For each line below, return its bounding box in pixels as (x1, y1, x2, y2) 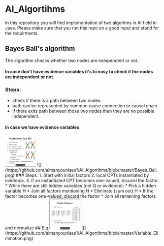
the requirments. (5, 30, 39, 36)
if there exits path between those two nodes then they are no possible (12, 108, 155, 114)
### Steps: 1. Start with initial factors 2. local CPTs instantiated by (15, 172, 149, 178)
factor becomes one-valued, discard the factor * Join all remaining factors (5, 193, 156, 199)
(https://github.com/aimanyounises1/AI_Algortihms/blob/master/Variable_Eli (5, 230, 159, 236)
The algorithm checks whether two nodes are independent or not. (5, 58, 139, 63)
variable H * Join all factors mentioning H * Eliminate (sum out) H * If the (5, 188, 154, 194)
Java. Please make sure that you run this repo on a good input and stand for (5, 25, 159, 31)
